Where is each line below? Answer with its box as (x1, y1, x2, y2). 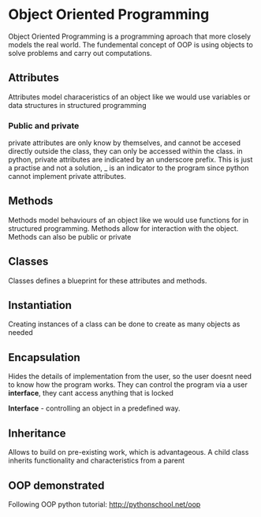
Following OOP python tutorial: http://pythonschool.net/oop (8, 499, 201, 509)
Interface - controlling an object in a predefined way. (8, 404, 181, 413)
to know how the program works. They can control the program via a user (8, 380, 248, 389)
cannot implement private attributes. (8, 172, 126, 181)
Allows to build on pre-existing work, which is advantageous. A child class (8, 448, 249, 457)
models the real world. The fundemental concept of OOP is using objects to (8, 39, 254, 49)
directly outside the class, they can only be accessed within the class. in (8, 147, 243, 156)
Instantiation (8, 299, 73, 312)
